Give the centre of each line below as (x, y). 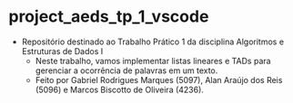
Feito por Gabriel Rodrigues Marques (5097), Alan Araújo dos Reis (159, 80)
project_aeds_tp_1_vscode (109, 17)
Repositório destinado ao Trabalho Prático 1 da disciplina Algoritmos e (152, 42)
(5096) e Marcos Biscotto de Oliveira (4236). (119, 89)
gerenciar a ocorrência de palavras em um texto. (126, 70)
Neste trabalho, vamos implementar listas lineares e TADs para (153, 61)
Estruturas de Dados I (62, 51)
